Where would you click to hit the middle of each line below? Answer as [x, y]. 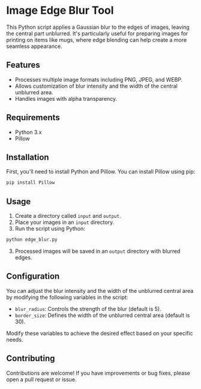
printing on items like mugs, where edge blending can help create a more [97, 40]
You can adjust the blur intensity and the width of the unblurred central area [100, 291]
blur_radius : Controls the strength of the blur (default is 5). [88, 309]
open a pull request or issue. [41, 379]
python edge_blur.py [32, 240]
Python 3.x [28, 132]
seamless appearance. [34, 46]
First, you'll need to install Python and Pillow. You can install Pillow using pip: [101, 172]
